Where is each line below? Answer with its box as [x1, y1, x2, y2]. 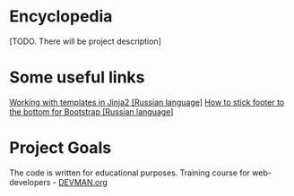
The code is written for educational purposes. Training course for [9, 167, 251, 178]
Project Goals [9, 138, 112, 158]
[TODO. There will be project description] [9, 36, 161, 47]
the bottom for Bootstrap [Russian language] [9, 106, 174, 117]
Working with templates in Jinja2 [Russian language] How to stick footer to [9, 97, 285, 107]
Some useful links [9, 67, 145, 88]
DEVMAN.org [57, 176, 108, 187]
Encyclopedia [9, 6, 113, 27]
